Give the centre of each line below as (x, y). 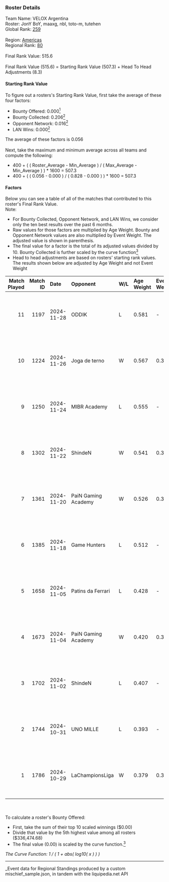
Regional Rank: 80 (24, 45)
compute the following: (29, 155)
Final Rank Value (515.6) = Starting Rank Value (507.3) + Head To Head (78, 67)
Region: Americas (23, 40)
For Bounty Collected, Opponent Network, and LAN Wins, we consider (85, 219)
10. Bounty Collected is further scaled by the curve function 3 (75, 252)
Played (16, 287)
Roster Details (23, 8)
